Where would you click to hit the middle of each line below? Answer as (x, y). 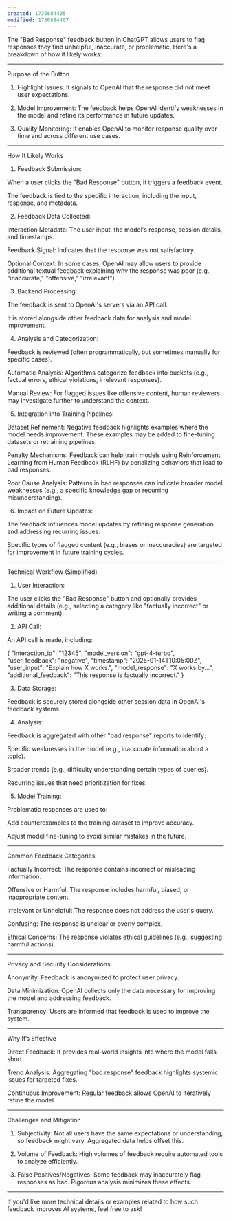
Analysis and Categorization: (58, 338)
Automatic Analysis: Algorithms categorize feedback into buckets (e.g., (108, 373)
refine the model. (31, 1100)
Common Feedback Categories (51, 856)
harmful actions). (31, 944)
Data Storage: (36, 688)
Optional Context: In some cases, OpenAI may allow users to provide (104, 263)
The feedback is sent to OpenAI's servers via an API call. (88, 304)
